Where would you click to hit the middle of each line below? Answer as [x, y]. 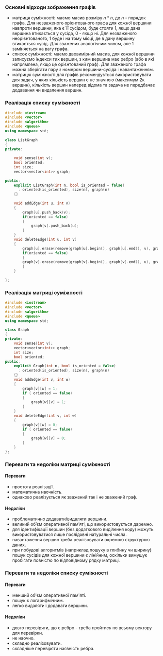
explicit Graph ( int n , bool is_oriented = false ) [65, 366]
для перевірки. [28, 633]
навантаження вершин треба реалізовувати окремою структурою [81, 540]
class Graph [17, 330]
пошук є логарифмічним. [38, 601]
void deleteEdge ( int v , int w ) [45, 416]
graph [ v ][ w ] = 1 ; [40, 389]
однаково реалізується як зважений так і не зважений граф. [75, 497]
